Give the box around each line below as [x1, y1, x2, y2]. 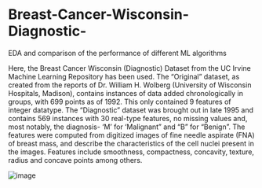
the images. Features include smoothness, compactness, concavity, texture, [8, 147, 255, 157]
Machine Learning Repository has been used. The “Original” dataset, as [8, 72, 240, 81]
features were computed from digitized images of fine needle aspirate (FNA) [8, 130, 255, 139]
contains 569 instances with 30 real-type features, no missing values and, [8, 113, 248, 123]
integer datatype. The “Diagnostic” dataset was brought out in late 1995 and [8, 105, 253, 115]
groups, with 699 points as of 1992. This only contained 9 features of [8, 97, 231, 106]
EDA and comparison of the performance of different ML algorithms [8, 48, 227, 57]
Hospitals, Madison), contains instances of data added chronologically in [8, 88, 244, 98]
